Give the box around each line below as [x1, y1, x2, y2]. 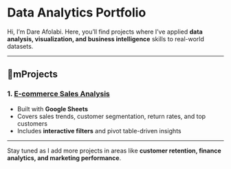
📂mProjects [7, 69, 58, 80]
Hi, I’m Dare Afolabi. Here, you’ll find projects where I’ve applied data [7, 27, 203, 36]
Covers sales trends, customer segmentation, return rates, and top [16, 112, 206, 120]
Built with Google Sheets [16, 104, 88, 113]
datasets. [7, 42, 34, 50]
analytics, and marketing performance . [7, 153, 122, 162]
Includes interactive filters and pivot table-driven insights [16, 126, 181, 135]
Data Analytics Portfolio [7, 5, 146, 21]
